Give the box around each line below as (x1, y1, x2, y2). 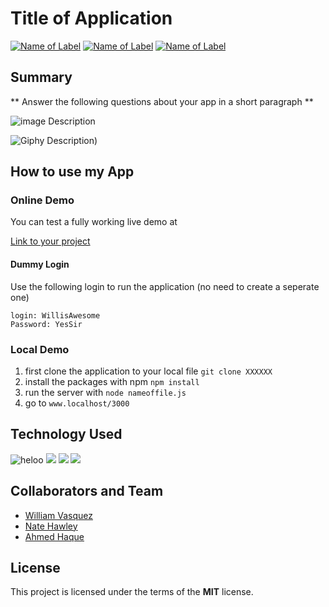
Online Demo (10, 193, 75, 207)
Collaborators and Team (10, 483, 164, 500)
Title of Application (10, 7, 173, 30)
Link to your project (10, 235, 91, 247)
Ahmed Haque (24, 530, 85, 542)
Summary (10, 69, 73, 86)
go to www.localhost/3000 (24, 397, 130, 409)
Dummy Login (10, 258, 70, 271)
